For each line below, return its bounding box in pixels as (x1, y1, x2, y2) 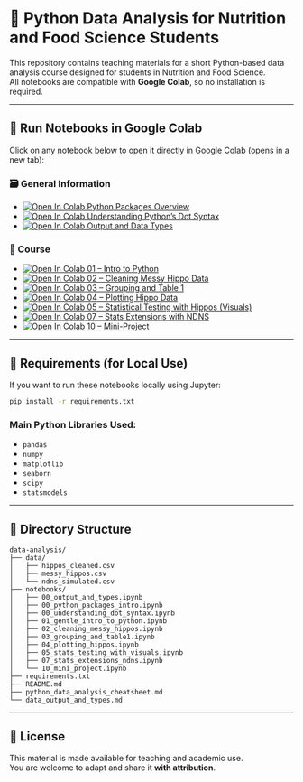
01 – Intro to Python (87, 264, 160, 275)
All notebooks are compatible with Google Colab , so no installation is (9, 76, 266, 87)
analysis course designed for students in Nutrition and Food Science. (9, 67, 266, 78)
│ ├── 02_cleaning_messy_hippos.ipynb (9, 625, 164, 634)
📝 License (9, 729, 66, 744)
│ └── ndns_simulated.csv (9, 577, 115, 586)
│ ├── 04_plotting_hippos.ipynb (9, 640, 140, 649)
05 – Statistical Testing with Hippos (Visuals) (87, 302, 252, 312)
